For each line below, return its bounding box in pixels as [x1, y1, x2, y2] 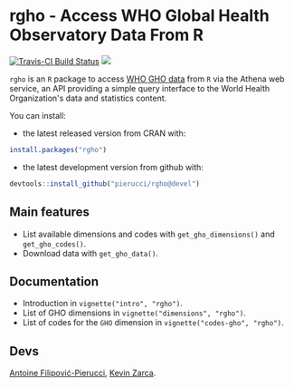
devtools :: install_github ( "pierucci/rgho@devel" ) [9, 179, 201, 189]
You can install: [9, 110, 66, 121]
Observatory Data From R [9, 24, 204, 45]
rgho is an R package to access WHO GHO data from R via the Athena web [9, 73, 285, 84]
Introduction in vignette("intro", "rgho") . [22, 298, 183, 309]
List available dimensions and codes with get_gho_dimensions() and [22, 228, 276, 239]
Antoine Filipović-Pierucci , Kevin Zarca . [9, 368, 156, 379]
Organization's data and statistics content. [9, 92, 167, 103]
